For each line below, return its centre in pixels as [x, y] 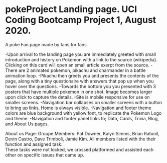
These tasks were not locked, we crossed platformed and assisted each [79, 149]
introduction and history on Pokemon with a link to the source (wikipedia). [81, 59]
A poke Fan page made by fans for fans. [47, 44]
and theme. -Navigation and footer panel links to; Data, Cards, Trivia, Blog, [82, 118]
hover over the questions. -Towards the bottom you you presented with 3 [81, 86]
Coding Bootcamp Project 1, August [81, 20]
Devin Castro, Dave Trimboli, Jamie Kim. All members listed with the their [81, 139]
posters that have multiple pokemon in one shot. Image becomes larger [79, 92]
